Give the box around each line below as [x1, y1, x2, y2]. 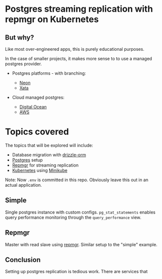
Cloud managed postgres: [12, 94, 65, 100]
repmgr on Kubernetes [5, 14, 99, 25]
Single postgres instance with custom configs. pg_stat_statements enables [5, 209, 156, 215]
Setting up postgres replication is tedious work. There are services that [5, 269, 148, 275]
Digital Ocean [19, 104, 47, 109]
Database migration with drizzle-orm [12, 151, 86, 157]
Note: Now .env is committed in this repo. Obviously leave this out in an [5, 177, 149, 183]
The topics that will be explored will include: [5, 142, 94, 148]
